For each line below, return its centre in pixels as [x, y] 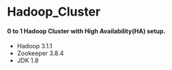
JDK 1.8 [28, 60]
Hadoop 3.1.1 [34, 46]
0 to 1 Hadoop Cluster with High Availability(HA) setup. [86, 31]
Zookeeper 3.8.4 [40, 53]
